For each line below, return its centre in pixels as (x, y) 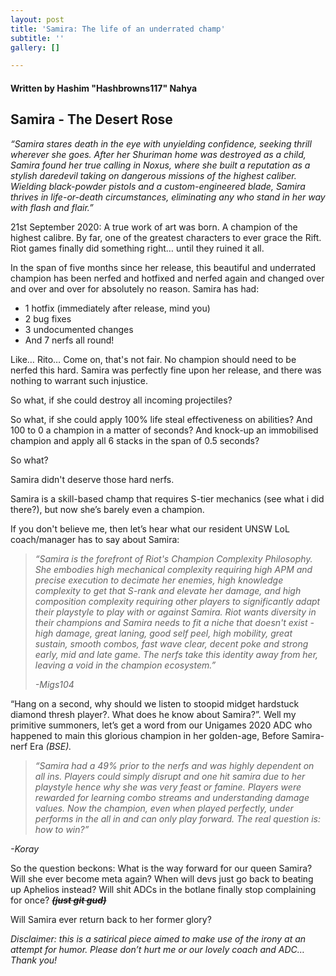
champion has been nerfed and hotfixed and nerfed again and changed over (167, 278)
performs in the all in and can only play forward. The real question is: (178, 818)
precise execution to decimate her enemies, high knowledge (159, 580)
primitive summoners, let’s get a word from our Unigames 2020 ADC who (161, 725)
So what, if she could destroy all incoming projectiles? (121, 400)
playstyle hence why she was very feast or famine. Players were (168, 787)
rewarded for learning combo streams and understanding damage (172, 797)
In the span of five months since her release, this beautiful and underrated (163, 267)
